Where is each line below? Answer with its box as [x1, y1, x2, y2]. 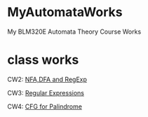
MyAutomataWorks [7, 4, 123, 20]
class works [7, 52, 79, 68]
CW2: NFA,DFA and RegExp [7, 75, 88, 83]
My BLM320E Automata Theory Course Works [7, 27, 142, 36]
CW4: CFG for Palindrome [7, 102, 83, 111]
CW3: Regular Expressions [7, 88, 84, 97]
